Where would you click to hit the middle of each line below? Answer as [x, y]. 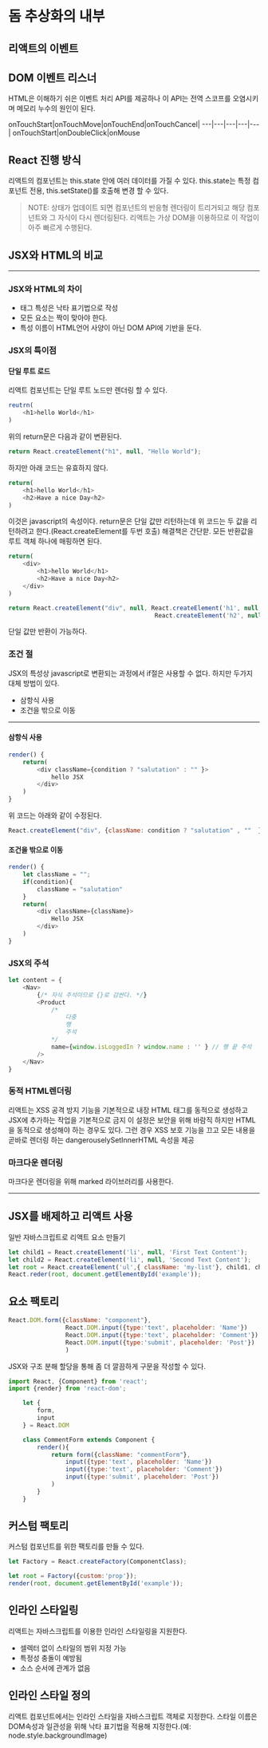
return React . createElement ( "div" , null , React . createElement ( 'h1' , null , [135, 608]
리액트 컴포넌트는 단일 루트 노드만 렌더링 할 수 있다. [88, 390]
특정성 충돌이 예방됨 [51, 1658]
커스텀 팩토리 [39, 1526]
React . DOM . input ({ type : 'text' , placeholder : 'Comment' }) [162, 1335]
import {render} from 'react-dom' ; [67, 1389]
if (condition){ [48, 882]
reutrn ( [21, 405]
